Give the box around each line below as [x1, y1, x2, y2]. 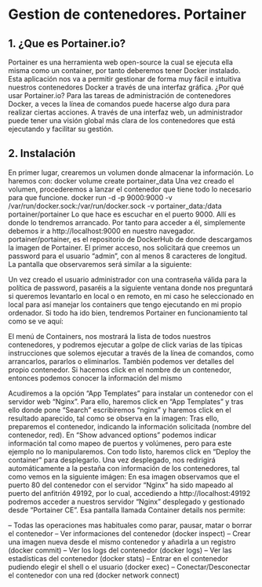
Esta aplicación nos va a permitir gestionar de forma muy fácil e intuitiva [8, 75, 242, 83]
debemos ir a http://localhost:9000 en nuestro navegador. [8, 226, 195, 235]
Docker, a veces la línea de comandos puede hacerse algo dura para [8, 100, 231, 108]
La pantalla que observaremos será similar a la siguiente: [8, 259, 192, 268]
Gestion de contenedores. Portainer [8, 5, 247, 24]
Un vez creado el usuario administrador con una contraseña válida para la [8, 275, 247, 284]
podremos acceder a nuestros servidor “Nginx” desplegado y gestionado [8, 497, 246, 506]
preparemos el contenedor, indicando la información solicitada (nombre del [8, 421, 252, 431]
